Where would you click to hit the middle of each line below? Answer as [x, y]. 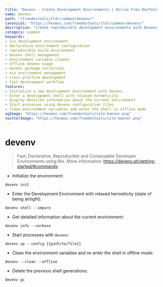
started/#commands [37, 166]
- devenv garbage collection [34, 69]
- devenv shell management [32, 55]
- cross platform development [36, 77]
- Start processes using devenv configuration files [59, 105]
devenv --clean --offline [31, 262]
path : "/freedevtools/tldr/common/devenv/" [50, 19]
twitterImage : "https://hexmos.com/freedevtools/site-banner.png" [73, 118]
